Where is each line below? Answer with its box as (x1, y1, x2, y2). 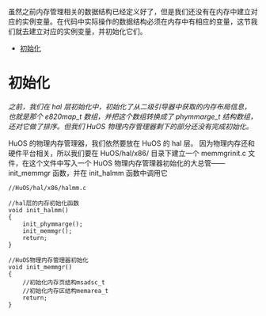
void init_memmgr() (8, 263, 73, 271)
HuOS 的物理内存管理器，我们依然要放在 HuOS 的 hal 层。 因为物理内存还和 (8, 138, 255, 148)
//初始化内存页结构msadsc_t (22, 278, 105, 287)
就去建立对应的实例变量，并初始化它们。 (14, 27, 147, 36)
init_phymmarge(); (22, 220, 83, 228)
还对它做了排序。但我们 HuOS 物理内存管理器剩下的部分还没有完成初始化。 (8, 121, 253, 131)
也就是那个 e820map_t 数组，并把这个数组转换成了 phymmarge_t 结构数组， (8, 112, 257, 121)
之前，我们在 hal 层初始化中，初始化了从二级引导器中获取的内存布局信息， (8, 101, 252, 111)
